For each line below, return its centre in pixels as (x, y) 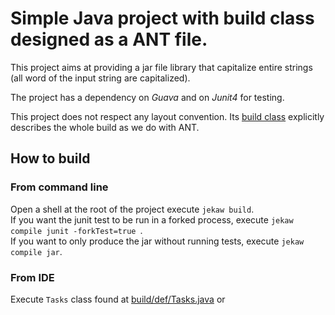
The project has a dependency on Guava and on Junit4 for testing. (147, 97)
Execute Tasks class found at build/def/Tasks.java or (118, 299)
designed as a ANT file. (109, 39)
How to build (50, 158)
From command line (59, 187)
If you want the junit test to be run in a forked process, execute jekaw (152, 219)
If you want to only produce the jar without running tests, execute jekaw (157, 241)
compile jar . (36, 251)
